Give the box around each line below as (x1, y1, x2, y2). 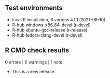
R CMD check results (5, 46, 69, 55)
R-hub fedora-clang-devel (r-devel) (12, 32, 83, 38)
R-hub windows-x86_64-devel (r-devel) (12, 22, 91, 28)
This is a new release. (12, 68, 55, 74)
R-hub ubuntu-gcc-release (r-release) (12, 27, 88, 33)
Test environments (5, 4, 63, 12)
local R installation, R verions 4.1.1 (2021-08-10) (12, 16, 106, 22)
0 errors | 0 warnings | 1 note (5, 59, 63, 65)
